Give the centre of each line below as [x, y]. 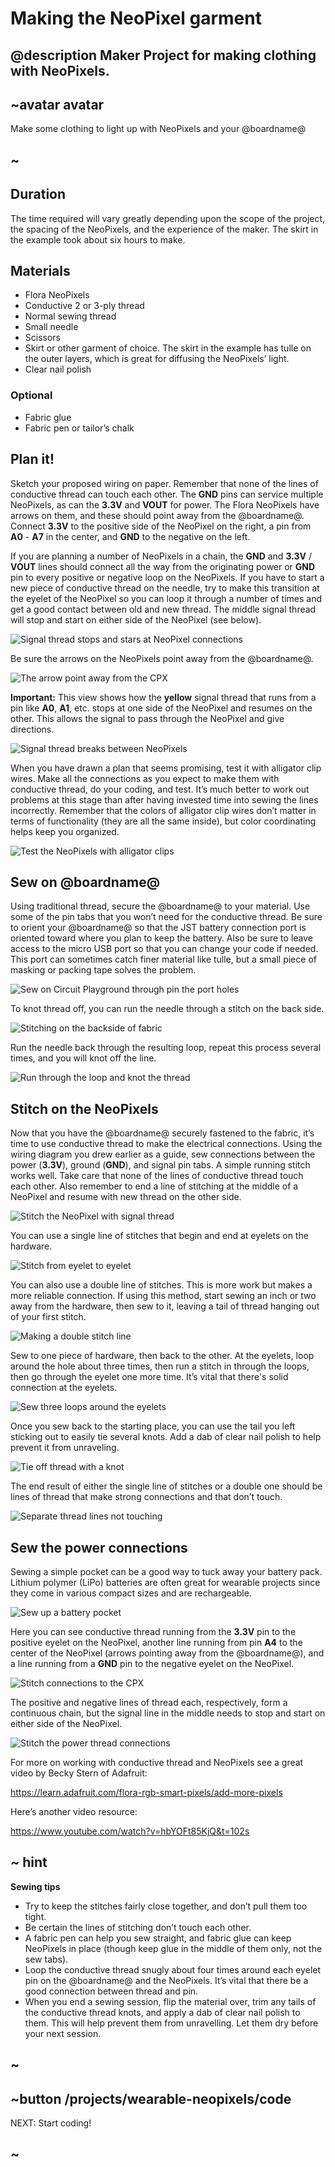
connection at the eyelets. [64, 1388]
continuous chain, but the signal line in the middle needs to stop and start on [168, 1713]
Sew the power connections [99, 1547]
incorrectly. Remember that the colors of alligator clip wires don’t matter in [163, 810]
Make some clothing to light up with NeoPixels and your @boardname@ [158, 129]
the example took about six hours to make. [98, 239]
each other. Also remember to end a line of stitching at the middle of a [154, 1186]
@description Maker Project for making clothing [163, 55]
